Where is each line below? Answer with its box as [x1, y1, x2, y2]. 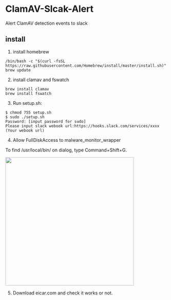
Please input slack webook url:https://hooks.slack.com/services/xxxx [5, 123, 160, 128]
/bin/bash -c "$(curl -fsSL [5, 59, 66, 64]
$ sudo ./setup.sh [5, 114, 45, 120]
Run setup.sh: [12, 100, 43, 106]
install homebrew [12, 48, 50, 54]
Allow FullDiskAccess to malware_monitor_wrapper [12, 137, 121, 143]
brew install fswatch [5, 91, 52, 96]
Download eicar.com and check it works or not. [12, 290, 113, 296]
